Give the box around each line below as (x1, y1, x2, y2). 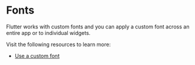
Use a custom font (14, 52, 60, 59)
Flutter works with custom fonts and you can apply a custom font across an (6, 23, 190, 30)
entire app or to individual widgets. (6, 29, 90, 36)
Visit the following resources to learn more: (6, 41, 111, 48)
